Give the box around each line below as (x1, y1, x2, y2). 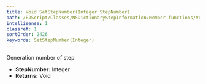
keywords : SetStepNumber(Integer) (6, 37, 95, 43)
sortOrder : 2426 (6, 32, 48, 38)
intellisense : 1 (6, 20, 48, 26)
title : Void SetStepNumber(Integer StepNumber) (6, 9, 131, 15)
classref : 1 (6, 26, 37, 32)
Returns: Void (15, 72, 51, 79)
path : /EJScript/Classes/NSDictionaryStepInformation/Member (6, 15, 166, 21)
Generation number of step (6, 54, 75, 61)
